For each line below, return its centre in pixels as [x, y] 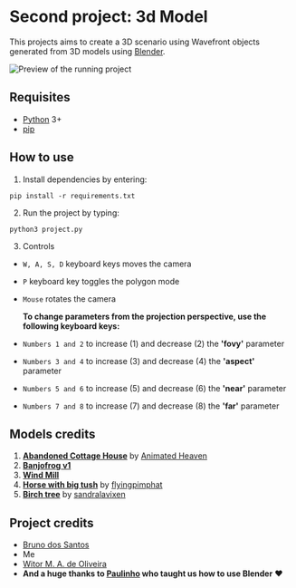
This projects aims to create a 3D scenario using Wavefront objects [135, 42]
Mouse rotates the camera [69, 299]
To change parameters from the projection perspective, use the [144, 316]
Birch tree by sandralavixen [74, 495]
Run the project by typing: [71, 212]
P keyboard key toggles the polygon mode [101, 281]
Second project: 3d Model [109, 17]
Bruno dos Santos [56, 545]
